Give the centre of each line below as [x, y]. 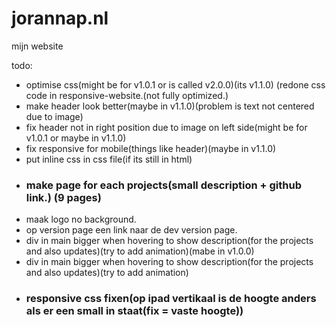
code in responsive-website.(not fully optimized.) [127, 95]
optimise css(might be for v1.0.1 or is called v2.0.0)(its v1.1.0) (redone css [175, 84]
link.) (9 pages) [63, 197]
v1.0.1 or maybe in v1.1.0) [76, 138]
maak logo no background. [81, 219]
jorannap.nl [60, 18]
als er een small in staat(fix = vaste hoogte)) [134, 311]
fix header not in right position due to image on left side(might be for [166, 127]
